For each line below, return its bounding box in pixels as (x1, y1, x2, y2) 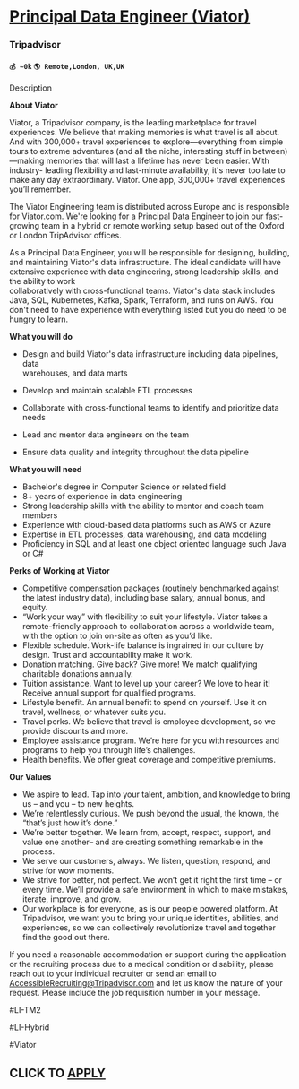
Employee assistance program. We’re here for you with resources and (21, 735, 280, 746)
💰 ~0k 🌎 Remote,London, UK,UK (9, 62, 125, 71)
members (21, 510, 58, 521)
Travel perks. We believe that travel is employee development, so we (21, 716, 276, 727)
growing (9, 220, 40, 231)
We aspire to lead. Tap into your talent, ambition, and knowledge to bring (21, 789, 291, 799)
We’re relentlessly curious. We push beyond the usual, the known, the (21, 808, 280, 819)
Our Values (9, 772, 52, 782)
